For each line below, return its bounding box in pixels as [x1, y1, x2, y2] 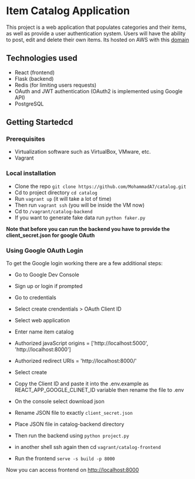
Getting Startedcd [6, 117, 73, 127]
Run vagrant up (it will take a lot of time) [14, 195, 112, 202]
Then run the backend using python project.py [14, 432, 129, 440]
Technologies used [6, 53, 78, 63]
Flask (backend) [14, 75, 54, 82]
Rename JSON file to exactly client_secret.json [14, 409, 133, 417]
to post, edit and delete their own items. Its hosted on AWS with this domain [6, 36, 189, 43]
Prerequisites [6, 135, 45, 143]
